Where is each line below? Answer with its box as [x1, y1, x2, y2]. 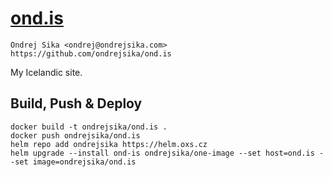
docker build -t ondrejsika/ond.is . [10, 122, 168, 132]
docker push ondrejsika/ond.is [10, 130, 141, 141]
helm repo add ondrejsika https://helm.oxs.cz [10, 139, 208, 149]
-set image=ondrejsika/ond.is [10, 157, 137, 167]
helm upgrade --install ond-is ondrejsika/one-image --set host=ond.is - [10, 148, 325, 158]
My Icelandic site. [10, 66, 83, 78]
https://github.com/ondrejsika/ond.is [10, 48, 172, 59]
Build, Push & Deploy [10, 95, 143, 112]
